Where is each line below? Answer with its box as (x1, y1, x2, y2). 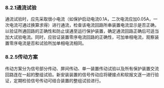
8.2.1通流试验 (5, 4, 37, 11)
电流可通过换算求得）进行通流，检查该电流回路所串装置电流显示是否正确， (9, 22, 159, 28)
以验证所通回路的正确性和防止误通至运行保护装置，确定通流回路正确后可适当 (5, 28, 159, 34)
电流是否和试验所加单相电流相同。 (18, 40, 86, 46)
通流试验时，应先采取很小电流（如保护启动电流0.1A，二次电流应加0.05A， (5, 16, 154, 22)
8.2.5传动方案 (5, 54, 38, 60)
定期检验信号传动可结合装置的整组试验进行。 (13, 77, 103, 83)
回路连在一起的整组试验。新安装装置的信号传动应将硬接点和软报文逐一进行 (5, 72, 155, 77)
